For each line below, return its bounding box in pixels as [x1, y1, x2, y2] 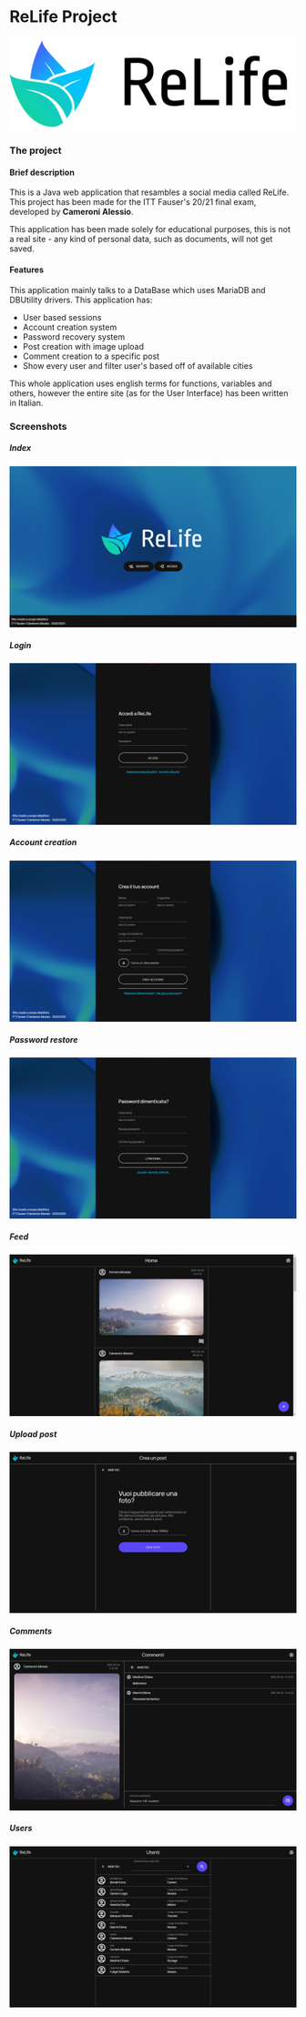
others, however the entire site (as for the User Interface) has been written [9, 387, 289, 398]
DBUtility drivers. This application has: [9, 294, 153, 305]
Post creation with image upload [22, 341, 144, 351]
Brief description [9, 167, 75, 178]
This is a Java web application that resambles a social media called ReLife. [9, 187, 290, 198]
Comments [9, 1625, 53, 1636]
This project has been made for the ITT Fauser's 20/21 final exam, [9, 197, 257, 208]
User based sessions [22, 311, 102, 322]
